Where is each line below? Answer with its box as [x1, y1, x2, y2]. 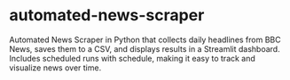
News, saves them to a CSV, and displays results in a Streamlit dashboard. [9, 43, 281, 54]
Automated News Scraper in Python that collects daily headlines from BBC [9, 34, 281, 45]
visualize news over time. [9, 62, 102, 73]
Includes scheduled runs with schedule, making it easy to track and [9, 53, 255, 63]
